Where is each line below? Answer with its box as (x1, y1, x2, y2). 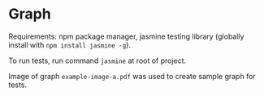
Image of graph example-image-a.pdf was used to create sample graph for (8, 71, 256, 81)
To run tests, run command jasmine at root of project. (8, 56, 187, 65)
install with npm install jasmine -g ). (8, 40, 132, 49)
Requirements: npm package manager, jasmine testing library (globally (8, 31, 245, 41)
